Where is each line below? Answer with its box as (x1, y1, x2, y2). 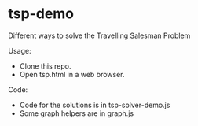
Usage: (8, 46, 31, 55)
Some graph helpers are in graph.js (19, 108, 134, 118)
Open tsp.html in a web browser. (19, 69, 125, 79)
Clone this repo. (19, 61, 71, 71)
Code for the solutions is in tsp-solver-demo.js (19, 100, 170, 109)
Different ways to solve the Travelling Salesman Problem (8, 31, 191, 40)
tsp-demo (8, 5, 75, 23)
